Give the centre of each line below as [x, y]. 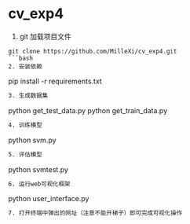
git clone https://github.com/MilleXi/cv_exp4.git [93, 51]
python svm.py [32, 140]
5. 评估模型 [26, 154]
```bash [21, 58]
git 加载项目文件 [46, 36]
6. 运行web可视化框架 [39, 184]
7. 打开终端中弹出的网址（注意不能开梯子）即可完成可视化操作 [95, 213]
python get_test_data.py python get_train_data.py [88, 110]
